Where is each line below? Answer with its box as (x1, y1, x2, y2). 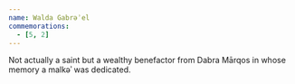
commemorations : (8, 22, 70, 31)
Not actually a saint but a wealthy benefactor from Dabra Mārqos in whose (8, 55, 287, 66)
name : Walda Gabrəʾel (8, 13, 90, 23)
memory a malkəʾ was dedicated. (8, 64, 132, 75)
